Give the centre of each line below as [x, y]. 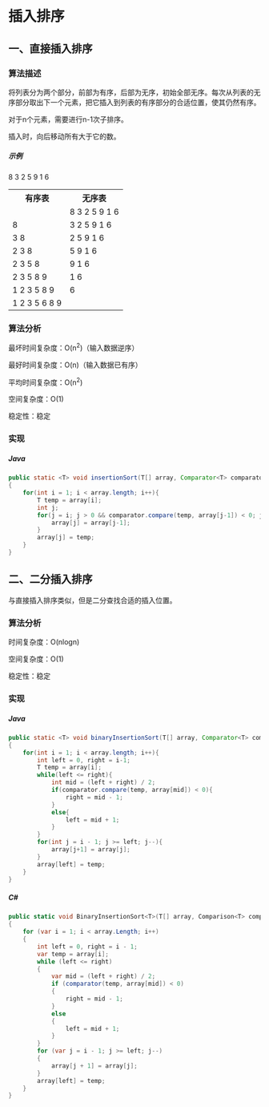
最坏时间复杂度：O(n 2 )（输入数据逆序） [74, 347]
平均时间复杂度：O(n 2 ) [46, 382]
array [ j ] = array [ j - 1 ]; [90, 523]
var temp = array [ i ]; [73, 954]
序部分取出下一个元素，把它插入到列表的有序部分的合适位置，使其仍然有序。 [134, 102]
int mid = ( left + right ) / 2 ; [103, 782]
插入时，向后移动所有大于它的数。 [64, 136]
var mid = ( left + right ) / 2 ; [103, 976]
